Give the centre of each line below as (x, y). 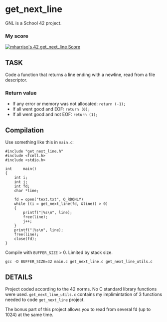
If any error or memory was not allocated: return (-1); (69, 104)
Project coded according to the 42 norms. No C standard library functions (81, 289)
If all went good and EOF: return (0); (51, 109)
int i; (21, 178)
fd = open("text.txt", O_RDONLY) (49, 199)
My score (17, 36)
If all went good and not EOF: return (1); (55, 114)
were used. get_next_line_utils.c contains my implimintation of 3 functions (84, 294)
